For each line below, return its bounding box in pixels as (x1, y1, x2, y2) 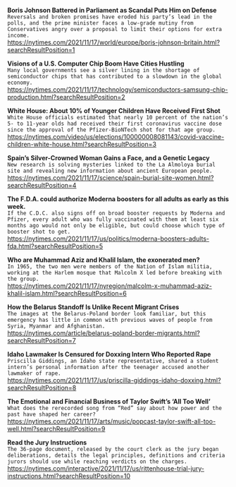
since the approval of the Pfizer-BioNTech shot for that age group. (7, 126, 216, 133)
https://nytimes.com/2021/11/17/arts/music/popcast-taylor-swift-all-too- (7, 417, 216, 426)
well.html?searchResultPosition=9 (7, 425, 106, 433)
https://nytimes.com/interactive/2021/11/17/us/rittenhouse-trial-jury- (7, 464, 204, 472)
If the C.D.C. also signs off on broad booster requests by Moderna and (7, 210, 225, 217)
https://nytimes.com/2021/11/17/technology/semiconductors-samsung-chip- (7, 85, 228, 94)
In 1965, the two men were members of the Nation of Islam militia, (7, 263, 213, 270)
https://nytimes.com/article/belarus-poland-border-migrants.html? (7, 329, 201, 337)
